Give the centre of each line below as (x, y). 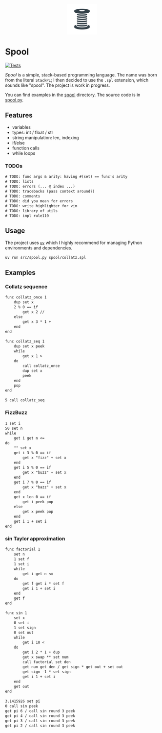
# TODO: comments (23, 196)
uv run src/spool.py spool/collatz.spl (46, 257)
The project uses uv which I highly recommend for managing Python (74, 243)
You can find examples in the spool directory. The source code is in (73, 95)
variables (21, 127)
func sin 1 (16, 613)
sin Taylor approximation (35, 538)
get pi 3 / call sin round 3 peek (40, 721)
